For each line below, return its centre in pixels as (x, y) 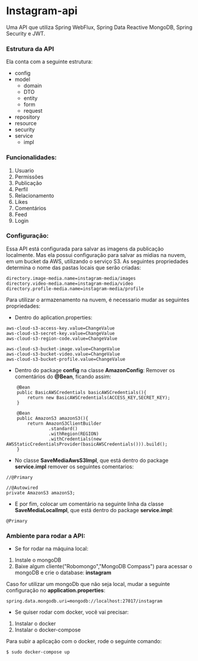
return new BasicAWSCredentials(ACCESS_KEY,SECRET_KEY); (99, 398)
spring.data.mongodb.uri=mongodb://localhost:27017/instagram (84, 601)
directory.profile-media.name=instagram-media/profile (75, 289)
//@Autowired (22, 488)
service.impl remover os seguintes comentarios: (74, 466)
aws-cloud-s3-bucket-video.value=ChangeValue (63, 354)
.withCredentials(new (75, 439)
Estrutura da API (30, 48)
